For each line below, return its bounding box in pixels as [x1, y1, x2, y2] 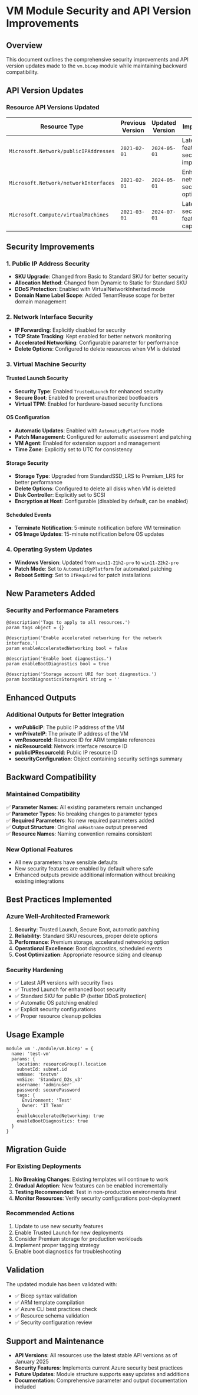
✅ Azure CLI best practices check [14, 1305, 97, 1312]
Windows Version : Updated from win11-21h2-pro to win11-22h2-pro [14, 559, 179, 566]
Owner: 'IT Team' [21, 1102, 65, 1108]
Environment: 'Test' [21, 1097, 72, 1103]
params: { [11, 1056, 35, 1062]
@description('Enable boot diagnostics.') [6, 656, 112, 662]
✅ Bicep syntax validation [14, 1292, 77, 1299]
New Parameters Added [6, 588, 95, 598]
